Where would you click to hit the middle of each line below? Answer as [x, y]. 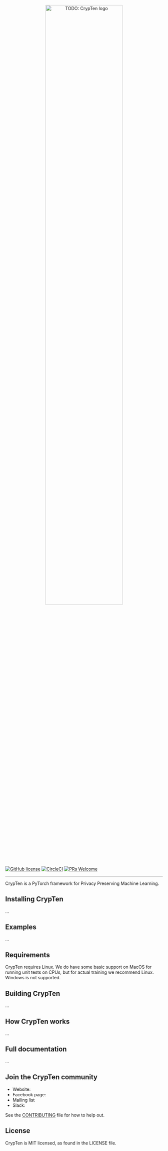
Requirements [27, 955]
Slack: [19, 1105]
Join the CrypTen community [51, 1077]
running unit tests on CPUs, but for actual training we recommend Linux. [79, 972]
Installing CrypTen [34, 899]
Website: [21, 1089]
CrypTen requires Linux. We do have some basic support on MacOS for [78, 967]
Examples [21, 927]
